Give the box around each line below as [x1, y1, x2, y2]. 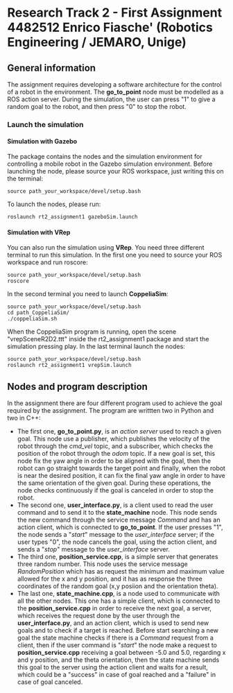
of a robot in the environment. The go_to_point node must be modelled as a [7, 88, 224, 96]
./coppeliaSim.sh [7, 316, 58, 323]
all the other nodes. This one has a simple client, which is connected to [17, 597, 221, 605]
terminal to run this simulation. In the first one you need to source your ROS [7, 251, 223, 259]
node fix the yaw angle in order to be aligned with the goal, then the [17, 456, 212, 465]
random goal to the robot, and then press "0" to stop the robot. [7, 103, 187, 110]
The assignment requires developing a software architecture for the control [7, 80, 222, 88]
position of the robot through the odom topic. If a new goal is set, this [17, 450, 216, 458]
